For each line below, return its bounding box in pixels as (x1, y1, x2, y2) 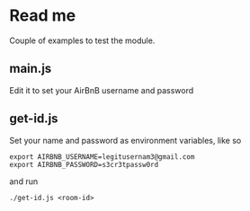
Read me (9, 5, 76, 26)
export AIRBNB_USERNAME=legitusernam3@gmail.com (9, 152, 195, 162)
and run (9, 176, 39, 187)
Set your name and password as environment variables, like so (9, 135, 242, 145)
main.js (9, 61, 52, 76)
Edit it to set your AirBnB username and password (9, 84, 194, 95)
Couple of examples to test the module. (9, 35, 156, 46)
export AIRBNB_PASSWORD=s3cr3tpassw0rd (9, 160, 159, 169)
